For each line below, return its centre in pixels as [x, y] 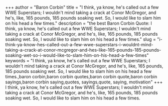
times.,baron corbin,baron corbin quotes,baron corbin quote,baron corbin [81, 77]
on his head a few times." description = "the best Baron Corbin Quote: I [78, 23]
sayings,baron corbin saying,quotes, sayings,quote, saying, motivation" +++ [84, 82]
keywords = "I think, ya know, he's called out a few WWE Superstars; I [78, 61]
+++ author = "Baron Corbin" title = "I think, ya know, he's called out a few [82, 7]
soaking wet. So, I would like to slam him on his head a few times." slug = [81, 39]
